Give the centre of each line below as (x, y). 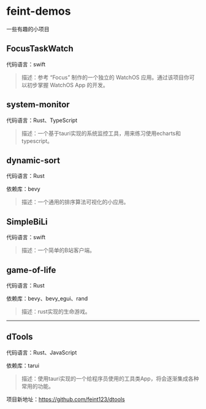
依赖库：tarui (23, 365)
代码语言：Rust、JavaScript (42, 352)
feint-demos (39, 11)
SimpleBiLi (27, 222)
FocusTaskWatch (40, 49)
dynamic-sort (33, 160)
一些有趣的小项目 (28, 29)
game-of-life (31, 270)
